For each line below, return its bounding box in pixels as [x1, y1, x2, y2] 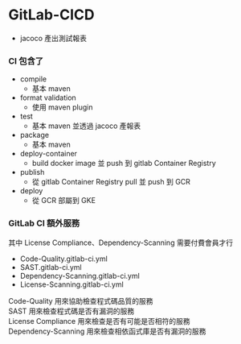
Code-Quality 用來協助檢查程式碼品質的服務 [8, 296, 154, 305]
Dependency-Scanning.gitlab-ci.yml [19, 271, 141, 280]
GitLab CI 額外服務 [8, 218, 80, 229]
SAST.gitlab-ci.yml [19, 262, 82, 271]
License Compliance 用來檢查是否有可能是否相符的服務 [8, 316, 190, 325]
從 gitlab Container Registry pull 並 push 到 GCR [31, 177, 191, 187]
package [19, 131, 50, 140]
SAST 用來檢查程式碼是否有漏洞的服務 [8, 306, 135, 316]
